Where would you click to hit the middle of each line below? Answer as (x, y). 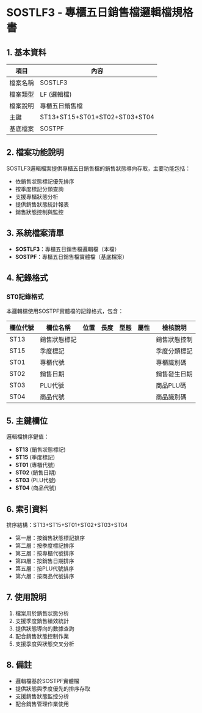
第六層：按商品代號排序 (45, 576)
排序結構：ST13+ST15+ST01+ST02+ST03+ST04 (67, 524)
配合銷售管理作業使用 (42, 704)
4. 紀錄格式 (27, 278)
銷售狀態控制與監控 (39, 212)
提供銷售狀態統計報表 (42, 204)
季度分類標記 (175, 351)
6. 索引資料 (27, 509)
